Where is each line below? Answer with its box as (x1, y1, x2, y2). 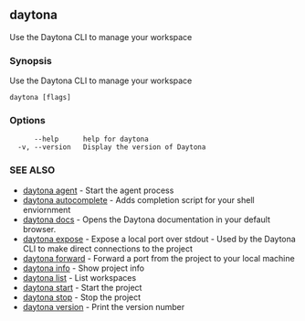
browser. (22, 223, 57, 234)
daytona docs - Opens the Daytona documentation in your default (22, 214, 271, 225)
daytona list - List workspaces (22, 272, 137, 283)
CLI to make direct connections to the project (22, 242, 194, 254)
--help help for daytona (33, 134, 149, 144)
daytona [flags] (9, 93, 71, 102)
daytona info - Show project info (22, 262, 144, 273)
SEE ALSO (9, 164, 56, 177)
